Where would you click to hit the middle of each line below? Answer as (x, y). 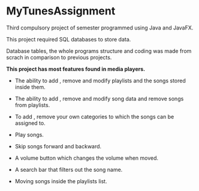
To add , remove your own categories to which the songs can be (94, 117)
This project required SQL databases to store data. (69, 39)
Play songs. (29, 135)
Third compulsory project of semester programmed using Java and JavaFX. (100, 28)
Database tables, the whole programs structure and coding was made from (99, 51)
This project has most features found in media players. (76, 69)
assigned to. (30, 123)
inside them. (30, 87)
